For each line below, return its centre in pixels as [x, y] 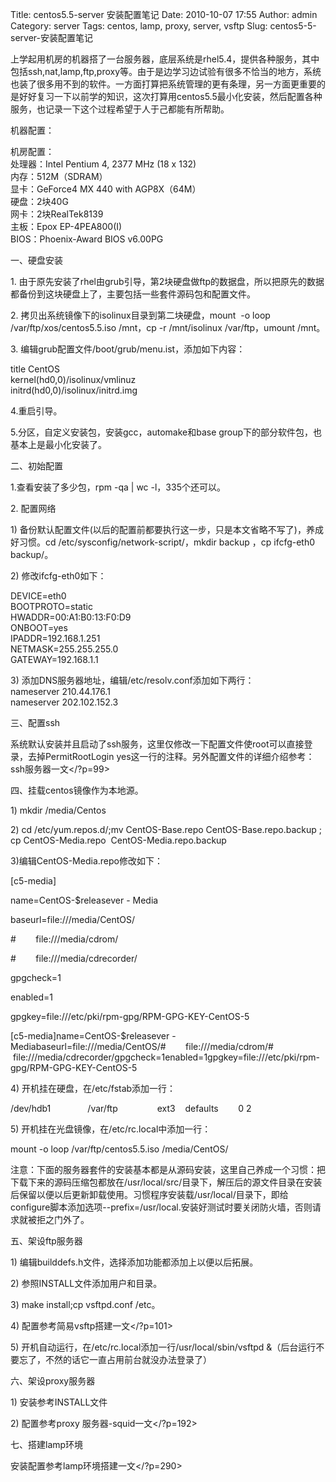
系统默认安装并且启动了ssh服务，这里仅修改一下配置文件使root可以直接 [157, 744]
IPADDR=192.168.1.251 [55, 638]
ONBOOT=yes [39, 627]
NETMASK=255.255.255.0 [64, 649]
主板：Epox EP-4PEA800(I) [66, 226]
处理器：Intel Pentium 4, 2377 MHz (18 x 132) [103, 164]
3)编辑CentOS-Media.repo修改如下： [86, 861]
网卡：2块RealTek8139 [57, 214]
